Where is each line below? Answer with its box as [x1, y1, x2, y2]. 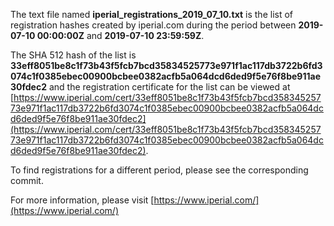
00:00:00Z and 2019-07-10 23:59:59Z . [36, 30, 205, 41]
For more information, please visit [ [10, 194, 155, 206]
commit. [10, 175, 44, 186]
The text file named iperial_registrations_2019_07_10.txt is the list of [10, 9, 294, 20]
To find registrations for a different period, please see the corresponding [10, 164, 309, 176]
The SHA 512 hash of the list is [10, 49, 137, 61]
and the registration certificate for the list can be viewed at [48, 81, 291, 93]
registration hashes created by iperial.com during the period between [10, 19, 297, 31]
